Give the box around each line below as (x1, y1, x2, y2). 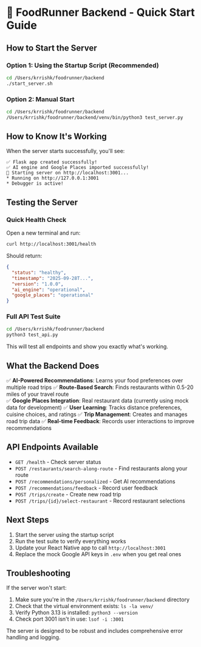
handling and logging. (6, 634, 61, 641)
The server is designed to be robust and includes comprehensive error (6, 627, 183, 635)
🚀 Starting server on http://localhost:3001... (6, 170, 129, 176)
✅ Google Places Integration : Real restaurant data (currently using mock (6, 397, 189, 404)
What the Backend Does (6, 360, 100, 371)
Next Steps (6, 515, 49, 525)
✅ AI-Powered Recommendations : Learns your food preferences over (6, 377, 183, 384)
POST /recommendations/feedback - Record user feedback (15, 484, 158, 492)
